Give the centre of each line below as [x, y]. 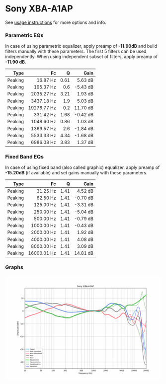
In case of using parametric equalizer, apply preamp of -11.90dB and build [81, 46]
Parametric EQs [24, 35]
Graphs [14, 267]
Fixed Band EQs [24, 156]
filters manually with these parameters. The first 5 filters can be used [76, 51]
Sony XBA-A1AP [39, 9]
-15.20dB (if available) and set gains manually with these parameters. [76, 173]
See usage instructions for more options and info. [56, 22]
